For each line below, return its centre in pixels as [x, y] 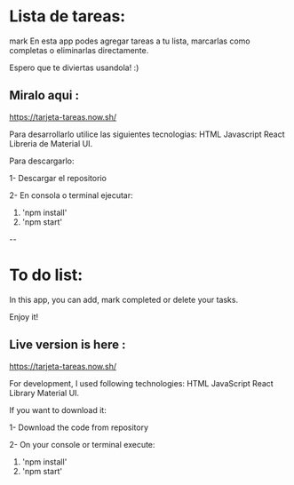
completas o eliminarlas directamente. [79, 50]
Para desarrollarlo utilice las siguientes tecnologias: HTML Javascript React [147, 134]
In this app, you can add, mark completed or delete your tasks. [123, 299]
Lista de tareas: [68, 16]
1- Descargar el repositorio [58, 178]
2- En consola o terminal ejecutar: [71, 195]
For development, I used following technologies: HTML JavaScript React [141, 383]
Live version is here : [68, 345]
